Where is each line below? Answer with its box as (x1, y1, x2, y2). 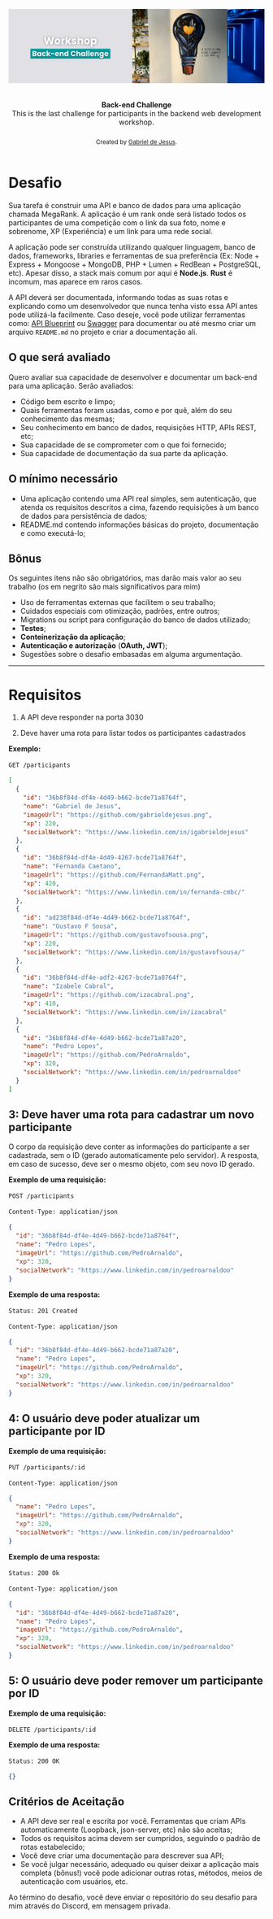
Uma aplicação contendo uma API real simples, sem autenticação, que (19, 494, 258, 503)
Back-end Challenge (101, 100, 172, 110)
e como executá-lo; (19, 528, 86, 537)
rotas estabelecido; (19, 1843, 85, 1852)
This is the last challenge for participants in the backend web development (11, 109, 262, 119)
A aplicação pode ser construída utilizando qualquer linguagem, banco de (8, 242, 256, 252)
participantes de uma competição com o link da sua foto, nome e (8, 217, 226, 228)
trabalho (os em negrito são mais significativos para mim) (8, 582, 201, 592)
